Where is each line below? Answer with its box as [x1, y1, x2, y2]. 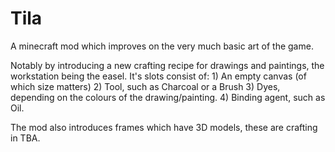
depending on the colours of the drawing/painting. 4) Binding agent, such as [10, 91, 326, 103]
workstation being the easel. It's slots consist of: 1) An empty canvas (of [10, 70, 307, 82]
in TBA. [10, 132, 41, 144]
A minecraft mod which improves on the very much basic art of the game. [10, 40, 314, 52]
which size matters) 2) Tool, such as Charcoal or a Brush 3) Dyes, [10, 80, 281, 92]
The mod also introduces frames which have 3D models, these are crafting [10, 121, 318, 133]
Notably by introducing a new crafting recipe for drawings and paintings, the [10, 59, 325, 71]
